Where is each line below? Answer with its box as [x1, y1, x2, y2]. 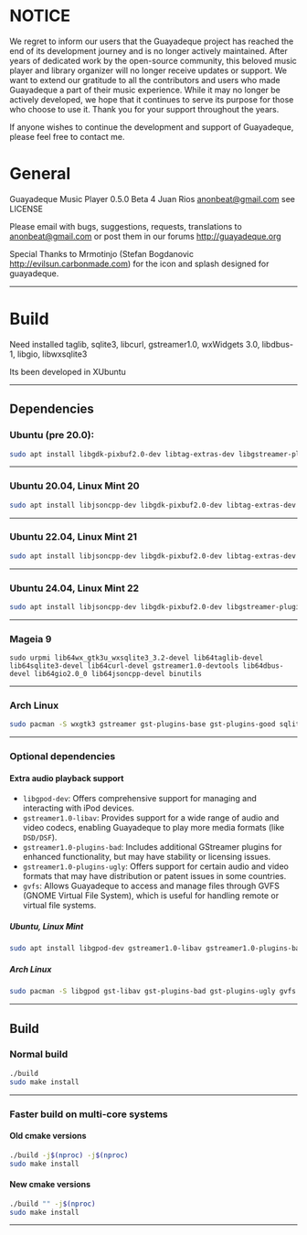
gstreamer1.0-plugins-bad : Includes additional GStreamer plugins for [22, 842, 282, 853]
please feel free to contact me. [9, 131, 125, 142]
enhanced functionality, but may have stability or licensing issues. [22, 852, 271, 863]
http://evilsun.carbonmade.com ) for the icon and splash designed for [9, 258, 270, 269]
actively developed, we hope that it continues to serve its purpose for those [9, 93, 294, 105]
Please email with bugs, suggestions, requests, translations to [9, 220, 242, 231]
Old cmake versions [9, 1131, 87, 1142]
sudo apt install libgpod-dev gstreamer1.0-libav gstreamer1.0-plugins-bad [9, 944, 304, 953]
